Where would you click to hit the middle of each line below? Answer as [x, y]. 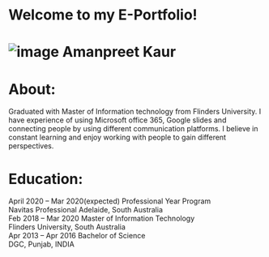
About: [32, 89]
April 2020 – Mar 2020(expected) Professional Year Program [110, 201]
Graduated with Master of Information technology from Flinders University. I [135, 112]
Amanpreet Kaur [119, 52]
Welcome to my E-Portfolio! [103, 15]
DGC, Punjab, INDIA [41, 244]
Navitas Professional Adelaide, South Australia [86, 210]
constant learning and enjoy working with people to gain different [117, 137]
